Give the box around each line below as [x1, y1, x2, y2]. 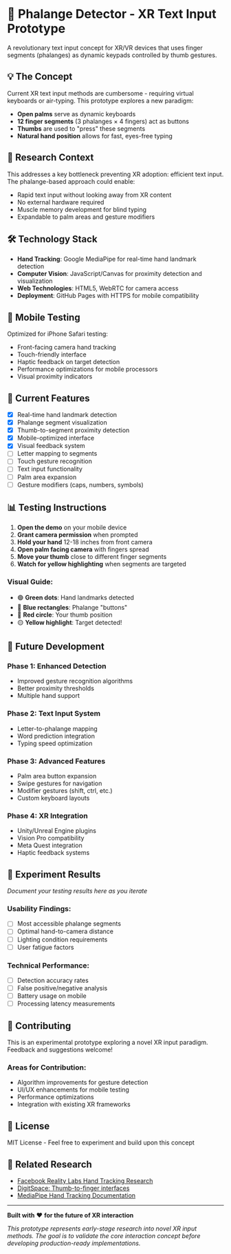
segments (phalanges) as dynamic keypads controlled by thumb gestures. [7, 51, 217, 59]
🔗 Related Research [7, 1158, 93, 1170]
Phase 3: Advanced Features [7, 756, 106, 766]
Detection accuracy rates [16, 976, 89, 984]
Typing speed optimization [16, 739, 93, 747]
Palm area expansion [16, 473, 77, 481]
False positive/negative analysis [16, 984, 108, 992]
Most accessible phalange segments [16, 920, 122, 928]
